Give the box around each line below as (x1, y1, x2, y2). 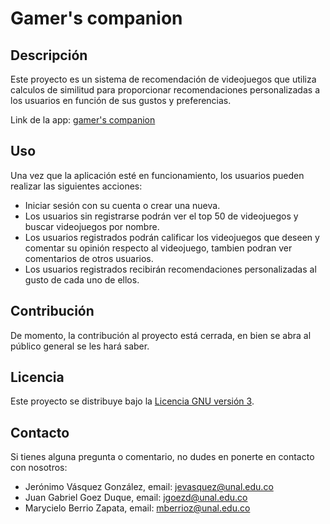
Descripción (10, 47, 88, 64)
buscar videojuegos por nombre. (24, 220, 160, 232)
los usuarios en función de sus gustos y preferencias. (10, 95, 232, 106)
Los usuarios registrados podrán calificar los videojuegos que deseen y (24, 231, 320, 243)
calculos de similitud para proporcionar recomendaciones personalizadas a (10, 84, 320, 96)
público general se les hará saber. (10, 340, 150, 352)
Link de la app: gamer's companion (10, 114, 156, 126)
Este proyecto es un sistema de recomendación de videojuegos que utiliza (10, 73, 317, 85)
